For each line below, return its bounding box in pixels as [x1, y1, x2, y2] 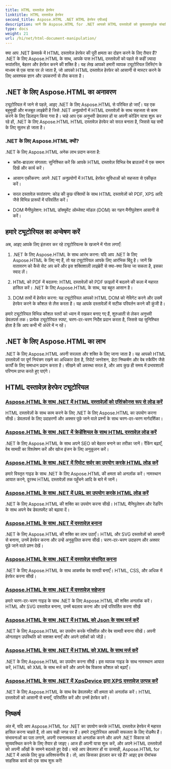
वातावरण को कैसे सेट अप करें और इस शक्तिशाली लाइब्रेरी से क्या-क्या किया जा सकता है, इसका [12, 263, 163, 269]
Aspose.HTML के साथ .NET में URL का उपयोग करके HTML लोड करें [5, 489, 149, 496]
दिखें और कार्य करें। [12, 165, 45, 171]
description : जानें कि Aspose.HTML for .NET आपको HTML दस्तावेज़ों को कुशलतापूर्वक [5, 21, 157, 27]
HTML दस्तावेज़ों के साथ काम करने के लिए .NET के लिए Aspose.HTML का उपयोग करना [5, 410, 157, 416]
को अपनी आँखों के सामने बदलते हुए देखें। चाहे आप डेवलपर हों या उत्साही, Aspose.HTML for [5, 746, 160, 752]
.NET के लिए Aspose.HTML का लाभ [5, 337, 106, 346]
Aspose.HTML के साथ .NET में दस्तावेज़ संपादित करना [5, 556, 117, 563]
